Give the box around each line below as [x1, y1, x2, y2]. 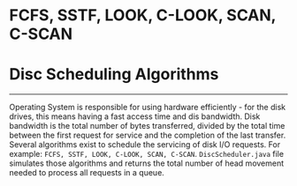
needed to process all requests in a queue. [9, 167, 165, 178]
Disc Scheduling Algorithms [9, 64, 219, 85]
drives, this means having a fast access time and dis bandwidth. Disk [9, 111, 261, 122]
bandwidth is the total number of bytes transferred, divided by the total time [9, 121, 286, 131]
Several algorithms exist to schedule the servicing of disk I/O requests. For [9, 139, 281, 150]
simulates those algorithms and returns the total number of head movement [9, 158, 285, 168]
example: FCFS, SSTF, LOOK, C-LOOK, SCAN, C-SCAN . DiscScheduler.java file [9, 149, 285, 160]
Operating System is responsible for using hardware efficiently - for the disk [9, 102, 286, 113]
